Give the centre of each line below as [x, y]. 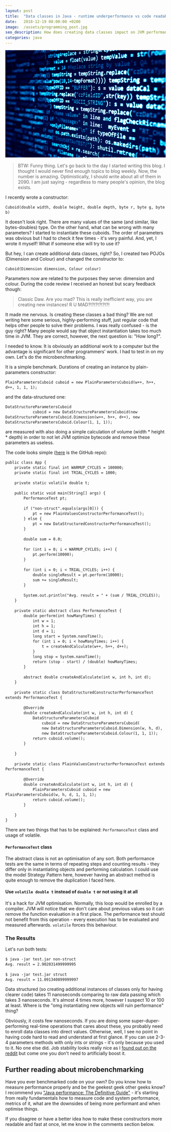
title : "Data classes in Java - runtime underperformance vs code [78, 16]
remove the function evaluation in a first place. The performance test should [85, 914]
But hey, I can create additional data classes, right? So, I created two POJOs [85, 253]
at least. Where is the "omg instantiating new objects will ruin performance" [84, 1006]
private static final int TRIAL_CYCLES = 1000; [66, 473]
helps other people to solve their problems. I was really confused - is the [81, 326]
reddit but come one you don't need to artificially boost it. [66, 1053]
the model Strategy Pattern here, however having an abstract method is [80, 874]
